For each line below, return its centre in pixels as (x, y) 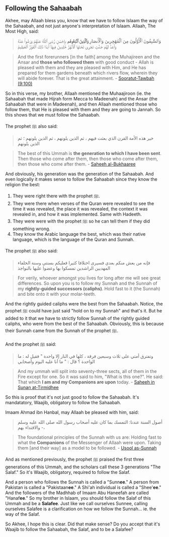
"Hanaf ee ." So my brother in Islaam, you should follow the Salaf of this (78, 498)
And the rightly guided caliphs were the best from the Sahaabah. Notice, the (84, 304)
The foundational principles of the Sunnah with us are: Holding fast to (90, 437)
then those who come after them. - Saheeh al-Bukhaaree (76, 164)
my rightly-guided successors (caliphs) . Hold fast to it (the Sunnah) (89, 288)
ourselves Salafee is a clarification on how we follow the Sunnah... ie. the (81, 509)
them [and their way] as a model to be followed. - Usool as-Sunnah (87, 448)
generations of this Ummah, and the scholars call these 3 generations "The (83, 467)
